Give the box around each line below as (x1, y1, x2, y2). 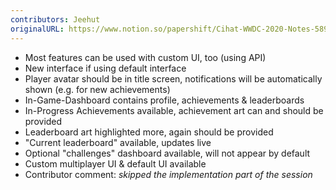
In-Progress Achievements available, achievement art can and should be (24, 104, 324, 116)
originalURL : (10, 24, 65, 34)
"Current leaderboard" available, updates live (24, 136, 212, 148)
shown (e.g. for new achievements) (24, 83, 171, 95)
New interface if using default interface (24, 62, 187, 74)
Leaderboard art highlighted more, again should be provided (24, 126, 274, 138)
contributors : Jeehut (10, 14, 101, 25)
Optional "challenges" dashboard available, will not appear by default (24, 147, 311, 159)
